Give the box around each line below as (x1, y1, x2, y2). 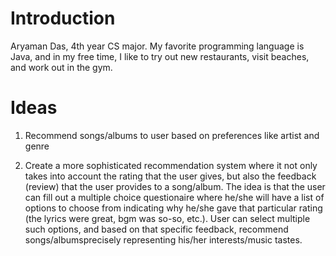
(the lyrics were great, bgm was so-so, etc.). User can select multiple (24, 212, 311, 224)
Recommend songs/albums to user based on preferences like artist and (24, 129, 320, 141)
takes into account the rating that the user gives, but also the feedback (24, 170, 317, 182)
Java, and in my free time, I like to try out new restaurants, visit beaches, (10, 50, 310, 62)
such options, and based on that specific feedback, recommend (24, 223, 289, 235)
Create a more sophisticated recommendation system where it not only (24, 159, 318, 171)
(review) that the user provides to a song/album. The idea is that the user (24, 180, 326, 192)
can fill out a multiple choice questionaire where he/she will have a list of (24, 191, 325, 203)
